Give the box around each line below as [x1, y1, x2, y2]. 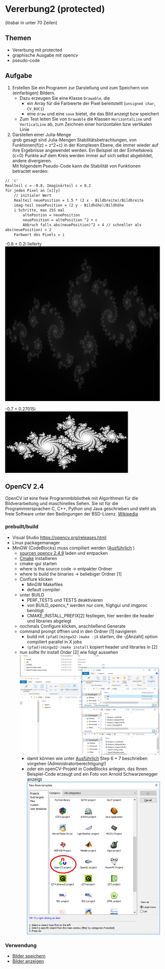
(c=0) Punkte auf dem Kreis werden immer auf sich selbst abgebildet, [12, 152, 153, 158]
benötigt [27, 607, 44, 613]
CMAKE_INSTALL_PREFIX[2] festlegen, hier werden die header [27, 613, 154, 619]
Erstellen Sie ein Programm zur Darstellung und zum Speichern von [12, 84, 149, 90]
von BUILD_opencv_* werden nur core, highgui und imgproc [27, 602, 148, 608]
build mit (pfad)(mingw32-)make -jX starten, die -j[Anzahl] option [27, 633, 158, 639]
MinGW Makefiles [27, 581, 63, 587]
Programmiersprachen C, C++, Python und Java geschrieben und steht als [5, 506, 156, 511]
